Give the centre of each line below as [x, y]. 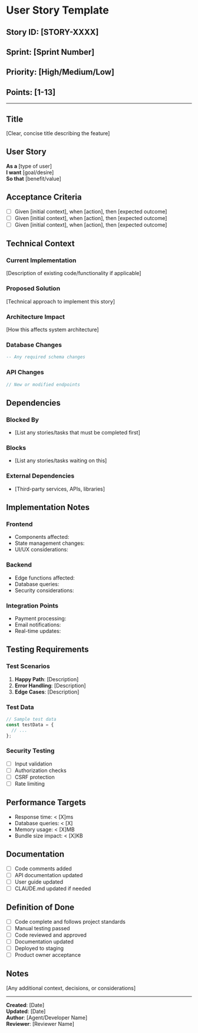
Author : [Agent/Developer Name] [47, 1017]
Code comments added [43, 868]
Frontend [19, 524]
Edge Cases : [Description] [47, 692]
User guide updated [39, 882]
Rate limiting [30, 783]
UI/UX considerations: [42, 550]
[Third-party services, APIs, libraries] [60, 489]
